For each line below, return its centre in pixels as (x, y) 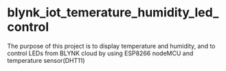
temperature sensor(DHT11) (46, 60)
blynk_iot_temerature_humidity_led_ (113, 13)
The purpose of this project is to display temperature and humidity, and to (111, 46)
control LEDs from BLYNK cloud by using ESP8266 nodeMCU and (100, 53)
